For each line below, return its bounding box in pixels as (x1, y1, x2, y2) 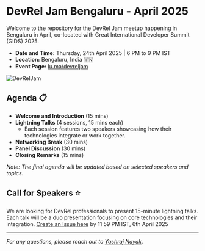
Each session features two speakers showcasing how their (24, 125, 172, 133)
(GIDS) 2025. (6, 37, 40, 45)
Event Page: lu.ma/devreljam (15, 62, 88, 70)
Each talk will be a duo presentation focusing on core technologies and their (6, 214, 198, 221)
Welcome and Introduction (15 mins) (15, 112, 109, 120)
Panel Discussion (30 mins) (15, 145, 86, 152)
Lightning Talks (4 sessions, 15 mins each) (15, 118, 124, 126)
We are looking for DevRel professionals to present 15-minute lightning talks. (6, 207, 198, 214)
